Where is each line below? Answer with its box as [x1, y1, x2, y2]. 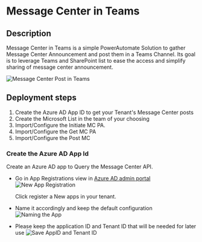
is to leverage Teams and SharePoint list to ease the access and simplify [6, 57, 186, 64]
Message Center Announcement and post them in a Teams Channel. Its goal [6, 51, 196, 58]
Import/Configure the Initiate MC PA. [14, 121, 106, 129]
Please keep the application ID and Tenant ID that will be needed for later [14, 223, 197, 230]
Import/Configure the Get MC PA [14, 128, 96, 135]
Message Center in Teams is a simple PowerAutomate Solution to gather [6, 44, 186, 51]
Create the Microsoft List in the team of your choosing [14, 115, 150, 122]
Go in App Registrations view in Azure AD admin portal [14, 175, 151, 182]
